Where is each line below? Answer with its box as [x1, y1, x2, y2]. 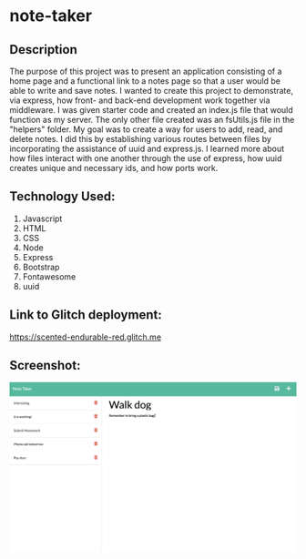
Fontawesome [22, 270, 76, 282]
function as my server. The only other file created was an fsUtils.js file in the [9, 115, 295, 125]
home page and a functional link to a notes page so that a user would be [9, 76, 280, 86]
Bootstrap [22, 261, 60, 272]
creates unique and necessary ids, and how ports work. [9, 163, 219, 173]
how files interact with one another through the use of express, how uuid [9, 153, 282, 164]
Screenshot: [9, 358, 81, 373]
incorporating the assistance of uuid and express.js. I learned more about [9, 143, 285, 154]
